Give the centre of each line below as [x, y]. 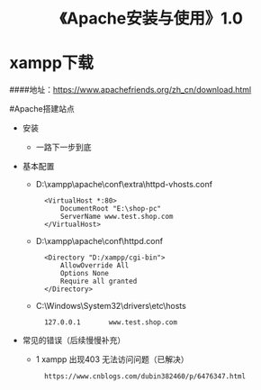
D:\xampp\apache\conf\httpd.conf [99, 241]
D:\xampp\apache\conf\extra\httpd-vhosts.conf [124, 185]
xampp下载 [52, 63]
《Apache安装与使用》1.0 [151, 18]
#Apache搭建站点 [42, 109]
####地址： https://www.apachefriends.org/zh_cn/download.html [130, 90]
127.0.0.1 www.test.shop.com [111, 322]
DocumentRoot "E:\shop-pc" [111, 209]
